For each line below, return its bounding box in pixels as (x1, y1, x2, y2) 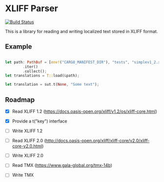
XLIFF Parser (5, 3, 59, 14)
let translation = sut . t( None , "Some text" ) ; (5, 82, 99, 87)
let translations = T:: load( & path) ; (5, 73, 80, 78)
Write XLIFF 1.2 (12, 128, 43, 134)
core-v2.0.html (12, 143, 42, 149)
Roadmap (5, 95, 35, 104)
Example (5, 42, 32, 51)
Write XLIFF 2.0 (12, 153, 44, 159)
